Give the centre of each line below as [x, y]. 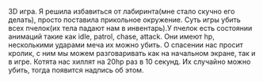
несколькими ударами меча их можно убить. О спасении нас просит [126, 45]
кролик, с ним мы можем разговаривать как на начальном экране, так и [132, 53]
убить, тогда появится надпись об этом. [76, 70]
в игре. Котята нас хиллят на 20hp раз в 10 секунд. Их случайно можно [130, 61]
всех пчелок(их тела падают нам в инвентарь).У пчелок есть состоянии [130, 28]
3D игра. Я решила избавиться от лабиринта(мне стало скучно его [122, 11]
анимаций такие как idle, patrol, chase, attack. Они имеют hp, [112, 36]
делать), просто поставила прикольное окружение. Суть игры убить [125, 20]
